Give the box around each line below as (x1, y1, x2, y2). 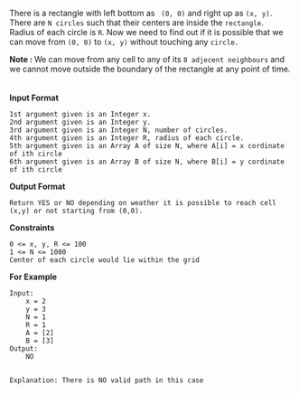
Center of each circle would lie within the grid (9, 256, 201, 265)
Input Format (9, 92, 59, 103)
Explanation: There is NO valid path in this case (9, 376, 204, 385)
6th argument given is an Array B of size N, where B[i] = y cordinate (9, 157, 285, 166)
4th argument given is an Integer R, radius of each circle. (9, 134, 245, 143)
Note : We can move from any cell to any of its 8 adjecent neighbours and (9, 54, 285, 64)
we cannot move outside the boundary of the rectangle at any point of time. (9, 63, 291, 74)
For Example (9, 271, 57, 282)
